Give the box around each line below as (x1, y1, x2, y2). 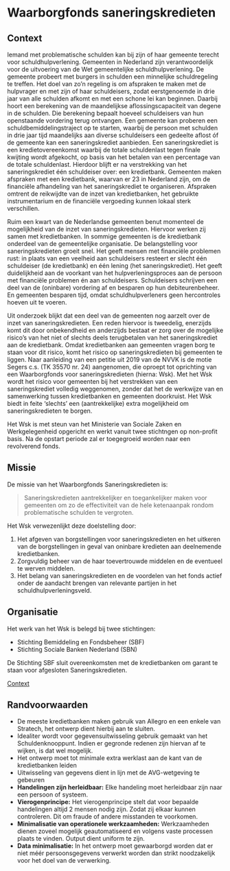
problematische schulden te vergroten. (23, 508, 134, 516)
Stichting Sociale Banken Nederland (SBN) (16, 645, 137, 653)
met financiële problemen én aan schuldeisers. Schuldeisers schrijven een (7, 276, 218, 284)
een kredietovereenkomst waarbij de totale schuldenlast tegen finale (7, 146, 201, 154)
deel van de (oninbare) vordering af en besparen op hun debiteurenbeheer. (7, 284, 220, 291)
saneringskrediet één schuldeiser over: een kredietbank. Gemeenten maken (7, 167, 222, 176)
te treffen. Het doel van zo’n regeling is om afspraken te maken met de (7, 80, 207, 88)
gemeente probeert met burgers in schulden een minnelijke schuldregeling (7, 72, 218, 81)
